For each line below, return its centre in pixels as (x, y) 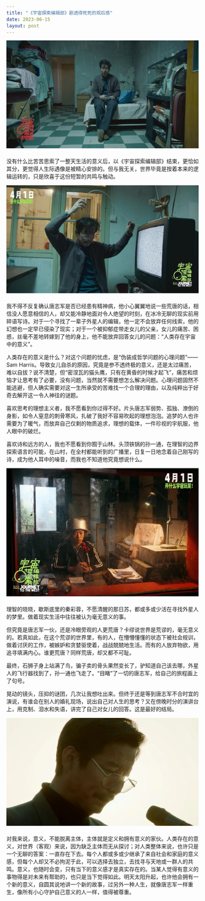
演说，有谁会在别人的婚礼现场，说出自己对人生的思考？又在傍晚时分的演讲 (100, 701)
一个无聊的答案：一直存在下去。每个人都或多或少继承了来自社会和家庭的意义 (103, 853)
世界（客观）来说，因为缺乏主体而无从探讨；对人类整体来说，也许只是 (110, 846)
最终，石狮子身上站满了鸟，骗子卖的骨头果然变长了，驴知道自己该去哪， (97, 666)
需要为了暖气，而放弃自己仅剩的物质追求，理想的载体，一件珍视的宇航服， (100, 423)
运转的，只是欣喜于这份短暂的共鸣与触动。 (65, 176)
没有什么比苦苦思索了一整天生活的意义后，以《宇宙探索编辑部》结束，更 (97, 161)
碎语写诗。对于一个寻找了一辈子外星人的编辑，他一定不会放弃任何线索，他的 (103, 321)
